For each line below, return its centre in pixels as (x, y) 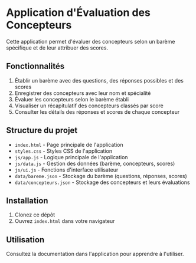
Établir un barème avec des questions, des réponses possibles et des (99, 80)
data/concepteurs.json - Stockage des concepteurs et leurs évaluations (102, 182)
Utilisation (25, 240)
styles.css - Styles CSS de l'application (63, 151)
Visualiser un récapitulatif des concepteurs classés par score (89, 106)
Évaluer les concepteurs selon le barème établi (71, 99)
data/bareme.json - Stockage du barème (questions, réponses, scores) (101, 176)
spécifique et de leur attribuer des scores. (57, 48)
